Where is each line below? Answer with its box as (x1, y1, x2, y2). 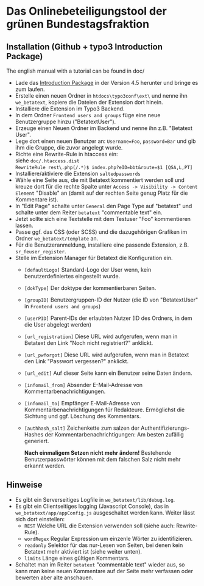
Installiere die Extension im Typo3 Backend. (15, 105, 125, 112)
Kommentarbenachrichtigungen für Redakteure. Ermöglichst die (24, 406, 185, 413)
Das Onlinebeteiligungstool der (6, 4, 167, 18)
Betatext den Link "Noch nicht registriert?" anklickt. (24, 339, 153, 346)
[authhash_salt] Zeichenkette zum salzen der (24, 424, 140, 432)
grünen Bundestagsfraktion (6, 17, 150, 31)
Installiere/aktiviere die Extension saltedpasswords (15, 170, 141, 177)
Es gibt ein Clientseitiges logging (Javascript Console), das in (15, 502, 169, 510)
